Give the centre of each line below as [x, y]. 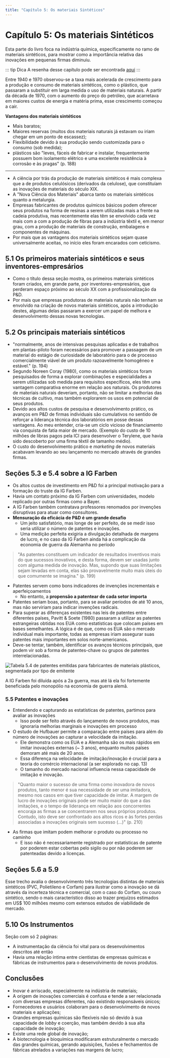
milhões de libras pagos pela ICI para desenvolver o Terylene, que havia [88, 436]
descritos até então [33, 952]
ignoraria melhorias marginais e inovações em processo [78, 726]
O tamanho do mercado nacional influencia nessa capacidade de [88, 769]
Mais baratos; [27, 126]
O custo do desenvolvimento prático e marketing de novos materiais [84, 446]
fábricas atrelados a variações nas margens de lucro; [68, 1050]
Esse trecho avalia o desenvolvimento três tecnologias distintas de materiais [85, 882]
